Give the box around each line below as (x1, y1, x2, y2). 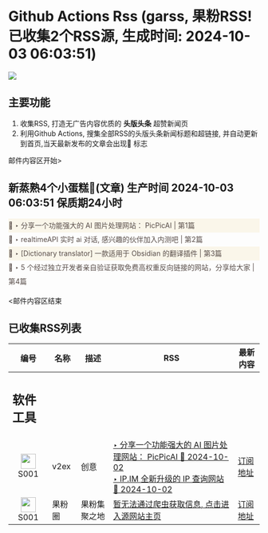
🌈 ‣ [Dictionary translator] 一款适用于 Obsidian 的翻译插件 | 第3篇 (8, 249, 223, 258)
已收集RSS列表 (8, 321, 82, 335)
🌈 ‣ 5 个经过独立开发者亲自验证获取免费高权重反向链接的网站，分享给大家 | (8, 262, 255, 272)
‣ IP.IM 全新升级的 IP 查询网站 (112, 473, 225, 484)
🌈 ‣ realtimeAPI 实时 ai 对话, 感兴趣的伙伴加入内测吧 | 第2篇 (8, 234, 203, 244)
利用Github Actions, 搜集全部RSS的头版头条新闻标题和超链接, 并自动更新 (19, 129, 258, 138)
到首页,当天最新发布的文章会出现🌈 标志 (19, 138, 148, 148)
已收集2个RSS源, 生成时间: (8, 27, 183, 46)
